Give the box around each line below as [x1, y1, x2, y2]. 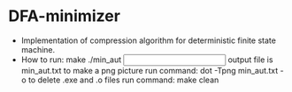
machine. [20, 44, 56, 54]
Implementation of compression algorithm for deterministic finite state [20, 35, 276, 46]
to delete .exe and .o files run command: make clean [28, 74, 219, 85]
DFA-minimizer [8, 6, 121, 26]
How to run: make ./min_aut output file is [20, 54, 273, 65]
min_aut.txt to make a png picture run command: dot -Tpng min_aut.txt [20, 65, 279, 75]
